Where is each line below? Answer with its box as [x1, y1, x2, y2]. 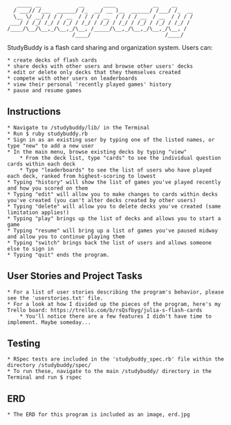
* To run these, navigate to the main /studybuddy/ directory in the [7, 368, 212, 375]
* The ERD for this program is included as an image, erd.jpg [7, 411, 190, 418]
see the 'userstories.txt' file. [7, 294, 104, 302]
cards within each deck [7, 161, 76, 168]
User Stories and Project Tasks [7, 270, 143, 282]
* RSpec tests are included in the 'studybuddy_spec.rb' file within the [7, 356, 225, 363]
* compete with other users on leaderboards [7, 75, 138, 82]
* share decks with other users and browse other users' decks [7, 63, 194, 70]
